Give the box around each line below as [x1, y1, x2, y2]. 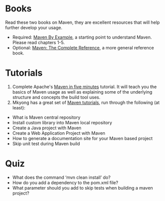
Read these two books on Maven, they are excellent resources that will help [5, 19, 160, 25]
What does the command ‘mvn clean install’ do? [12, 174, 111, 180]
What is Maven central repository [12, 114, 81, 120]
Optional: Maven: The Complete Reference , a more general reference [12, 45, 154, 50]
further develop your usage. [5, 24, 63, 30]
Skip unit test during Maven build [12, 141, 81, 147]
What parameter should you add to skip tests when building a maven [12, 185, 153, 191]
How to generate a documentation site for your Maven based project [12, 135, 153, 141]
